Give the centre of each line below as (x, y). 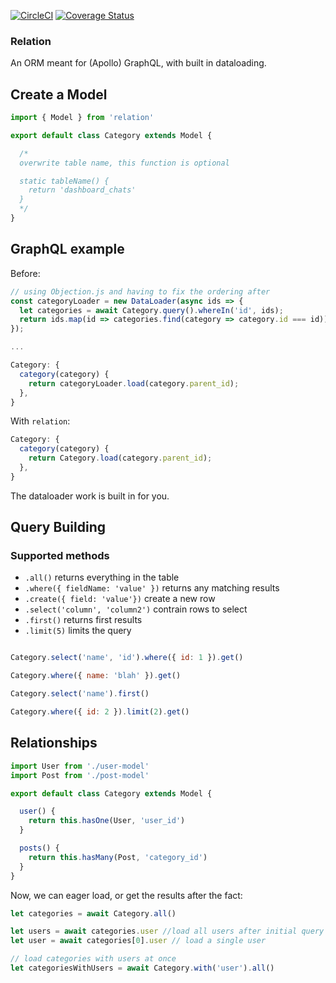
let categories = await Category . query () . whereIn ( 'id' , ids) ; (151, 310)
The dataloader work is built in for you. (90, 496)
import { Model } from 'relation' (82, 118)
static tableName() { (64, 181)
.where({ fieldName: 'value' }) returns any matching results (152, 588)
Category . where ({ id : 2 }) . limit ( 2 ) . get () (100, 712)
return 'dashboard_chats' (82, 190)
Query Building (58, 527)
